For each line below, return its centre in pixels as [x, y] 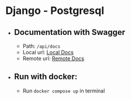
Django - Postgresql [55, 11]
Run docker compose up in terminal [64, 91]
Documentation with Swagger [69, 32]
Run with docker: [46, 77]
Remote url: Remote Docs [53, 58]
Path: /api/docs [42, 46]
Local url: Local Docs [48, 52]
